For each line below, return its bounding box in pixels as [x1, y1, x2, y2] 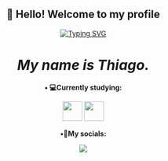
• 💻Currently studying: [44, 82, 122, 92]
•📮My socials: [60, 129, 107, 138]
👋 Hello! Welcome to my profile [5, 8, 161, 21]
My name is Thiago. [16, 57, 150, 74]
